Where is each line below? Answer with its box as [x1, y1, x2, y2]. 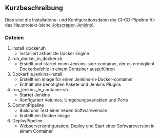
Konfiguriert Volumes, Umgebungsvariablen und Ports [19, 97, 128, 103]
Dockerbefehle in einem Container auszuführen [19, 66, 115, 72]
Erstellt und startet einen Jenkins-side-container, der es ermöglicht [19, 61, 155, 67]
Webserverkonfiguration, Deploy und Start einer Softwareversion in [19, 123, 155, 129]
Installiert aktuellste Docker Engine [19, 51, 89, 57]
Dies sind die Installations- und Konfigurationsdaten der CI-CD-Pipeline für [5, 17, 156, 22]
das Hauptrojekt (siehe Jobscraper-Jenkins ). [5, 22, 95, 28]
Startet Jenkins [19, 92, 50, 98]
